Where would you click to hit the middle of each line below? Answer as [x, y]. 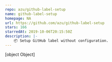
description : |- [21, 37]
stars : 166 [16, 27]
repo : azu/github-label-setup [35, 9]
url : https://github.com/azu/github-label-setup [55, 23]
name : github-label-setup [31, 14]
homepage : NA [18, 18]
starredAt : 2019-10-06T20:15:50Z [39, 32]
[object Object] [20, 54]
